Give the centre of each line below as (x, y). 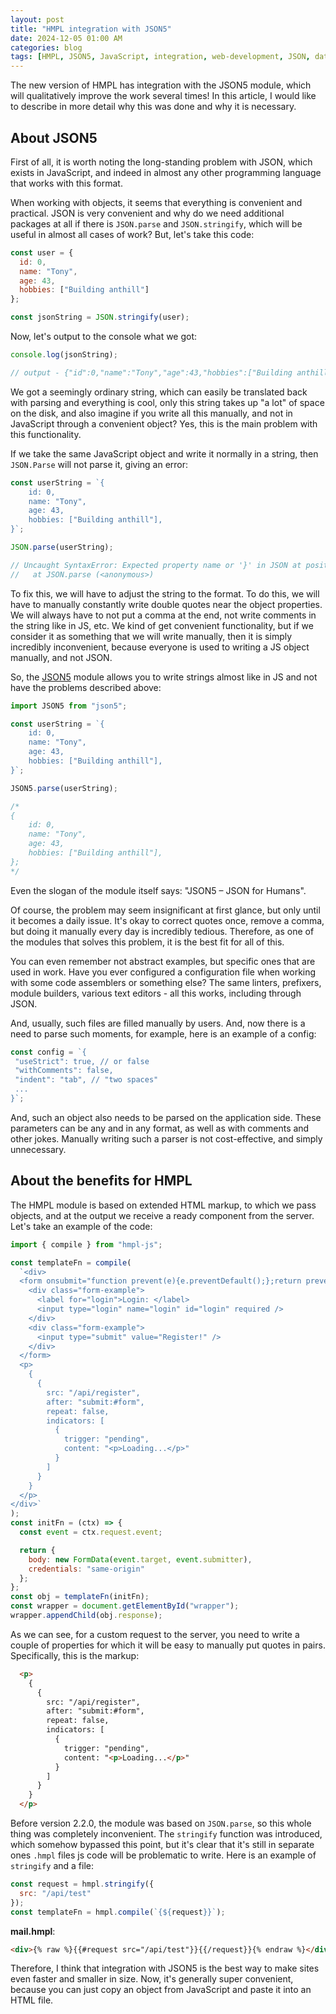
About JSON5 (54, 137)
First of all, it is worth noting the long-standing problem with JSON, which (161, 162)
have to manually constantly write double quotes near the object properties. (166, 604)
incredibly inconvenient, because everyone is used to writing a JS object (160, 647)
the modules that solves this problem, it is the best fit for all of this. (147, 942)
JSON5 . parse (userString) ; (64, 788)
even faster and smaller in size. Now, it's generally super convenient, (152, 1979)
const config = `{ (48, 1052)
